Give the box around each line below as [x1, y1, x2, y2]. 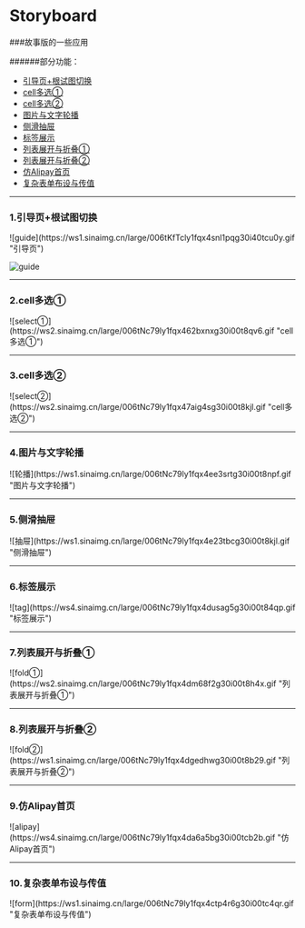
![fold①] [9, 667, 44, 678]
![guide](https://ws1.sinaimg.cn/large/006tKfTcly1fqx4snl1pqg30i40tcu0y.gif [9, 233, 295, 244]
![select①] [9, 315, 52, 326]
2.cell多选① [9, 294, 66, 307]
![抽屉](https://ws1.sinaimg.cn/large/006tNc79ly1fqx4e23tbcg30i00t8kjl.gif [9, 535, 290, 546]
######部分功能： [9, 55, 80, 66]
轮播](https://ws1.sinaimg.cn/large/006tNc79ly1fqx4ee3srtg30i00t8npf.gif [15, 469, 292, 480]
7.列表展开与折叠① [9, 646, 95, 659]
